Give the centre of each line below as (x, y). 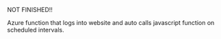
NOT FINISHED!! (30, 10)
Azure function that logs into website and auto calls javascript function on (111, 23)
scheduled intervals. (36, 30)
